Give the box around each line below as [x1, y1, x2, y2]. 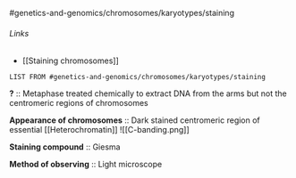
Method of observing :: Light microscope [9, 159, 163, 170]
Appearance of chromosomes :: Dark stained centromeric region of [9, 115, 261, 125]
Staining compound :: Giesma [9, 142, 121, 152]
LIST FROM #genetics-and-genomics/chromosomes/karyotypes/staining [9, 73, 266, 82]
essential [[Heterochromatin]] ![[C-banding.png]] [9, 125, 190, 135]
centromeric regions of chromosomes [9, 98, 149, 109]
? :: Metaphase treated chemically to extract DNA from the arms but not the [9, 88, 288, 99]
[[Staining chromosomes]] [21, 55, 119, 66]
